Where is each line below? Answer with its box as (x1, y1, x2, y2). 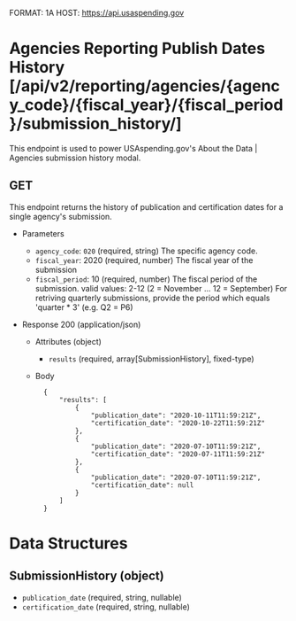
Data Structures (9, 533, 128, 553)
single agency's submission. (9, 211, 112, 221)
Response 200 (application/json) (21, 319, 141, 330)
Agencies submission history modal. (9, 152, 141, 163)
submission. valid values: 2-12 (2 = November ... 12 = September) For (34, 283, 288, 293)
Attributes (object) (34, 336, 102, 346)
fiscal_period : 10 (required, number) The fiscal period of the (34, 274, 258, 284)
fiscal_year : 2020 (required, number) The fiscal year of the (34, 254, 254, 265)
